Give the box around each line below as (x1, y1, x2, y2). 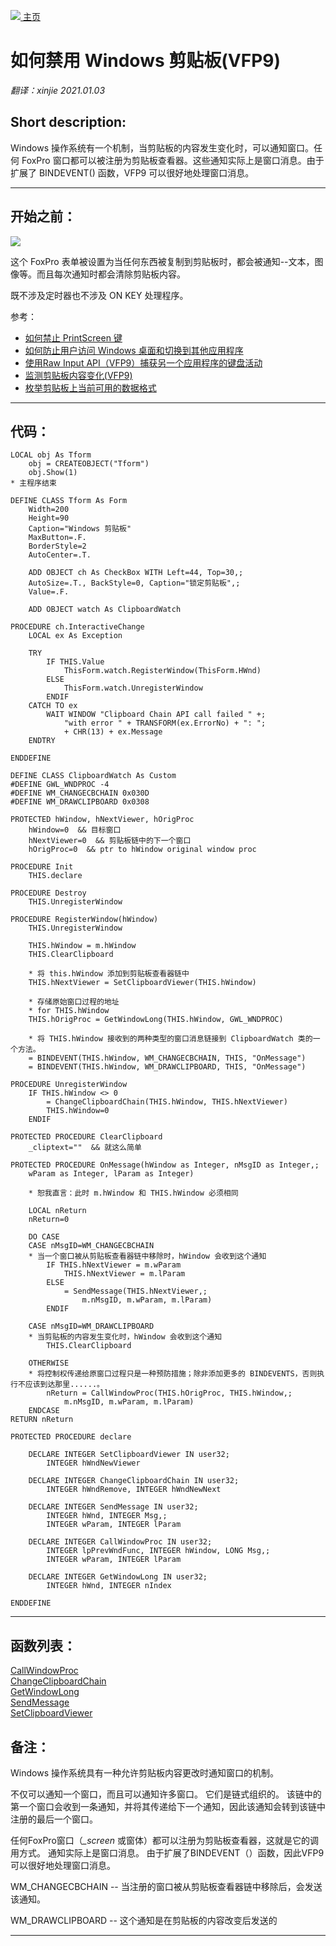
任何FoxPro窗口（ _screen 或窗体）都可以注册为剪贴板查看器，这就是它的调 (10, 1835, 319, 1846)
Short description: (10, 114, 127, 131)
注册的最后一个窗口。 (10, 1813, 98, 1825)
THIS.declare (28, 871, 83, 881)
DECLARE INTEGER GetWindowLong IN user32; (28, 1572, 208, 1582)
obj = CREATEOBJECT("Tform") (28, 459, 150, 469)
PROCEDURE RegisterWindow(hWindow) (10, 915, 159, 925)
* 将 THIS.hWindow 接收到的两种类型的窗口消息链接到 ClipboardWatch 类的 (28, 1034, 313, 1044)
